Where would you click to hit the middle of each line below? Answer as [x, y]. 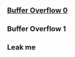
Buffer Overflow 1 [36, 28]
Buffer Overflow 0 [37, 10]
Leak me [21, 47]
